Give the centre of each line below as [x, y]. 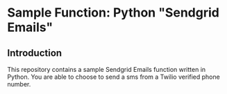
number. [19, 84]
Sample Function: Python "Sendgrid [113, 13]
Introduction [35, 53]
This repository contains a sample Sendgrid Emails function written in [107, 69]
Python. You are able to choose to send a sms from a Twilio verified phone [113, 77]
